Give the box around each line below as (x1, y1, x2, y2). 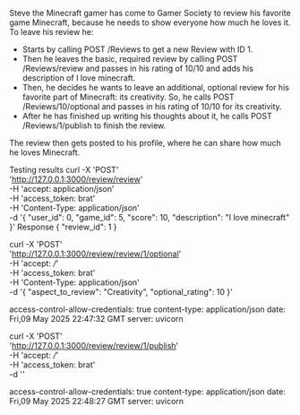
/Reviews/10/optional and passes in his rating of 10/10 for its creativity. (21, 101, 282, 111)
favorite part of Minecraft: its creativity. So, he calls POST (21, 91, 235, 102)
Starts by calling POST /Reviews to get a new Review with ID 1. (21, 44, 253, 55)
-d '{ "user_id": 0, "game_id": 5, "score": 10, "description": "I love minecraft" (9, 212, 290, 222)
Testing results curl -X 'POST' (9, 165, 119, 175)
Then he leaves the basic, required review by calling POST (21, 54, 238, 64)
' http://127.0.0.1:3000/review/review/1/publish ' (9, 341, 179, 350)
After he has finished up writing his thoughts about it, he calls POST (21, 111, 273, 121)
